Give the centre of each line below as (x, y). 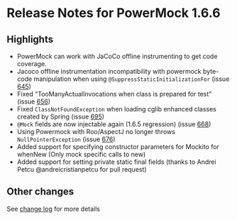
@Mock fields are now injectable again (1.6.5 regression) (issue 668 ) (114, 124)
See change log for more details (54, 209)
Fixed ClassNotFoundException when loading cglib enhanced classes (117, 109)
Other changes (40, 192)
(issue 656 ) (34, 101)
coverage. (32, 64)
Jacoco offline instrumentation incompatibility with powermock (109, 71)
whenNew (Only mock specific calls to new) (81, 154)
